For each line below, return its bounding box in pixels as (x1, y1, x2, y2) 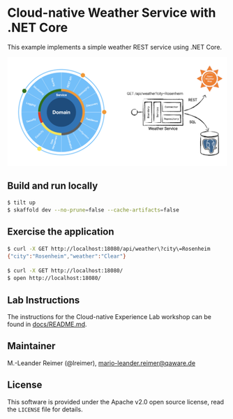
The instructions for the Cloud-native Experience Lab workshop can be (7, 313, 211, 321)
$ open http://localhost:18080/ (7, 274, 101, 282)
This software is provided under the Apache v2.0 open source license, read (7, 397, 225, 406)
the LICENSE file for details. (7, 405, 83, 413)
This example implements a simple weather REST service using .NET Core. (7, 43, 222, 51)
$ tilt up (7, 199, 36, 207)
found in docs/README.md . (7, 320, 87, 329)
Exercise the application (7, 226, 114, 238)
